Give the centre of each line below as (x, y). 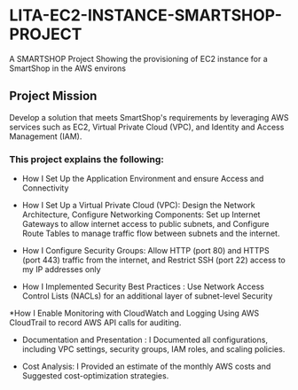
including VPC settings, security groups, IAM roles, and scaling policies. (153, 349)
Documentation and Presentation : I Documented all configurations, (145, 340)
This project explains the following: (86, 159)
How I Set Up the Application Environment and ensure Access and (143, 179)
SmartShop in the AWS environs (68, 68)
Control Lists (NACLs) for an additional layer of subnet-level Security (147, 296)
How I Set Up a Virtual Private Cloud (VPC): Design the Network (138, 206)
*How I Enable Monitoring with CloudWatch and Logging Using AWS (134, 313)
